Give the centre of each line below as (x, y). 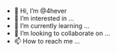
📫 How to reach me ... (47, 41)
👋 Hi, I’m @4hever (40, 11)
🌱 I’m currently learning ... (52, 26)
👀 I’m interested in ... (44, 18)
